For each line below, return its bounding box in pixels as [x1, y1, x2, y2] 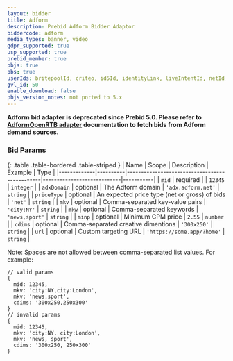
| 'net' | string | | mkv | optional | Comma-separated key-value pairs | [7, 198, 206, 206]
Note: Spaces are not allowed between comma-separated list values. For [7, 248, 216, 257]
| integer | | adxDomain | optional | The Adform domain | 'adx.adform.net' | [7, 183, 220, 192]
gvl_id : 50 [7, 81, 39, 88]
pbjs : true [7, 62, 39, 69]
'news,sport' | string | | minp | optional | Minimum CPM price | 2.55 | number [7, 212, 224, 221]
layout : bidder [7, 10, 51, 17]
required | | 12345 [175, 176, 225, 184]
